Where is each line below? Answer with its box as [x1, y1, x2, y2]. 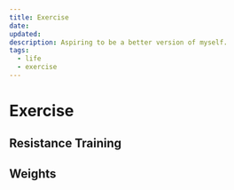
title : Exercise [9, 12, 69, 22]
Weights [9, 166, 57, 181]
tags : [9, 46, 29, 55]
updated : [9, 29, 42, 38]
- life [17, 54, 42, 63]
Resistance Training [9, 136, 122, 151]
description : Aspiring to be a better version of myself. [9, 37, 228, 47]
